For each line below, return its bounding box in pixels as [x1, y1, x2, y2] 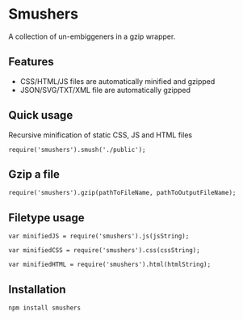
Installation [8, 282, 66, 296]
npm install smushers [8, 304, 82, 312]
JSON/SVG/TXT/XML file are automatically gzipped [19, 85, 191, 95]
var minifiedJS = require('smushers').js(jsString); [8, 232, 190, 241]
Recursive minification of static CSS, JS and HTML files [8, 130, 192, 140]
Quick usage [8, 108, 73, 122]
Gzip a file [8, 167, 61, 181]
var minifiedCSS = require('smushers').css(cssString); [8, 246, 200, 255]
